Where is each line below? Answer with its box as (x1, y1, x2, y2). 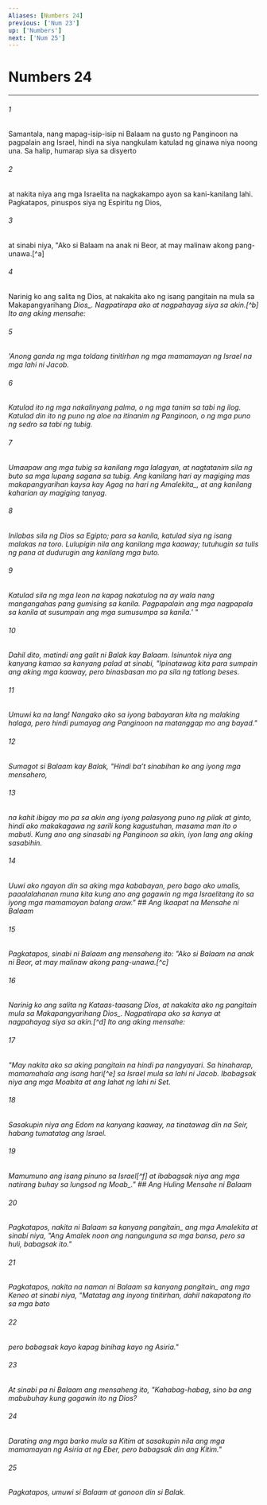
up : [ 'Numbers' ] (8, 26, 62, 34)
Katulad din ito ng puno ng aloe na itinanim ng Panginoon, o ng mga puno (8, 411, 251, 421)
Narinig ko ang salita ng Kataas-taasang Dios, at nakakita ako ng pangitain (8, 1000, 257, 1010)
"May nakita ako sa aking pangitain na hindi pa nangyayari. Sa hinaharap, (8, 1060, 253, 1070)
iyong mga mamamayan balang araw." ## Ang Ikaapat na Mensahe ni (8, 898, 240, 908)
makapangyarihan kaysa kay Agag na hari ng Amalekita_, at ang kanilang (8, 479, 253, 489)
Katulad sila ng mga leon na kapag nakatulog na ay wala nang (8, 590, 215, 601)
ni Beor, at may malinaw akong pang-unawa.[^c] (8, 958, 169, 967)
